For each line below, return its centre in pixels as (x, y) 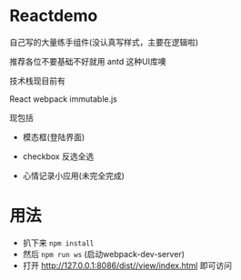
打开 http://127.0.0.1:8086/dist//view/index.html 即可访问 (127, 265)
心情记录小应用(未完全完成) (74, 175)
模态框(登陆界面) (54, 136)
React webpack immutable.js (64, 99)
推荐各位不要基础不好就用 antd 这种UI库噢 (88, 61)
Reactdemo (54, 16)
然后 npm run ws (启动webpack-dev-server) (103, 254)
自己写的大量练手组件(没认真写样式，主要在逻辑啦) (104, 42)
